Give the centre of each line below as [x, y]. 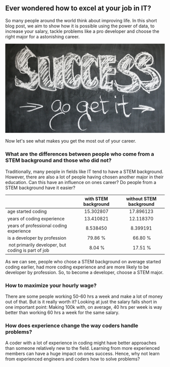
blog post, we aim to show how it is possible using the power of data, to [80, 26]
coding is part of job [28, 250]
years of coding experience [36, 218]
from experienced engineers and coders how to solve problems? [73, 359]
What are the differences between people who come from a [80, 154]
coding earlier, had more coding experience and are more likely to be [77, 267]
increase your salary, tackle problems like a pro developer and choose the [82, 31]
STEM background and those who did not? [58, 160]
